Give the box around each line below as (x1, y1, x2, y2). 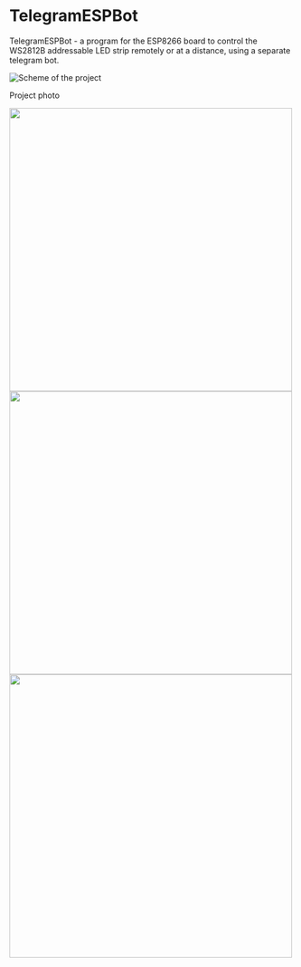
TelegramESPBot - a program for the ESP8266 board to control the (9, 35, 258, 46)
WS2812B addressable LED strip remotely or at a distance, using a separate (9, 44, 291, 55)
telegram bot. (9, 54, 60, 65)
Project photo (9, 90, 61, 101)
